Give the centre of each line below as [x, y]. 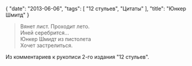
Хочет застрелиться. [46, 45]
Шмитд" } [17, 15]
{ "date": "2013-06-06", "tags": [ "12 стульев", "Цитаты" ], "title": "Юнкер [96, 9]
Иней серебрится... [44, 33]
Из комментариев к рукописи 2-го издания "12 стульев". [77, 57]
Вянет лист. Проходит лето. [55, 26]
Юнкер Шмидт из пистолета [55, 39]
